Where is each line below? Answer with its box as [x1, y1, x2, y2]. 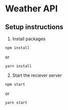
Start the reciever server [12, 72, 62, 78]
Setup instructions [5, 23, 64, 31]
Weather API [5, 3, 58, 14]
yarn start [5, 100, 28, 105]
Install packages [12, 36, 46, 42]
